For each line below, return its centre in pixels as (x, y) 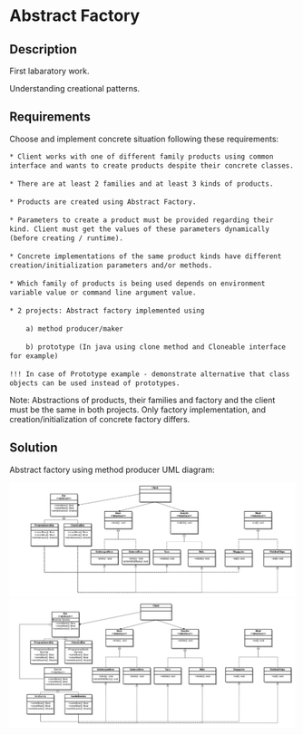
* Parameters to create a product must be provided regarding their (142, 220)
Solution (34, 448)
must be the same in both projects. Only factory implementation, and (137, 410)
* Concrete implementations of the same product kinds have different (146, 256)
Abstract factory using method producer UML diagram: (112, 469)
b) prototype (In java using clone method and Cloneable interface (156, 347)
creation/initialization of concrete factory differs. (100, 419)
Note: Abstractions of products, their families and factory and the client (142, 400)
